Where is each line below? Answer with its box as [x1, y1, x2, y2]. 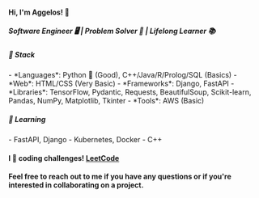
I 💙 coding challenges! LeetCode [8, 153, 120, 162]
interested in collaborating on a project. [8, 180, 144, 190]
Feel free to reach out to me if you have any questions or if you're [8, 171, 232, 182]
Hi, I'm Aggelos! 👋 [8, 7, 70, 17]
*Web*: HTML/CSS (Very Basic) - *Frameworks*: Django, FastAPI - [8, 78, 235, 88]
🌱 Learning [8, 114, 46, 124]
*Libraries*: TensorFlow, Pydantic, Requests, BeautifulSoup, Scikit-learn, [8, 86, 252, 97]
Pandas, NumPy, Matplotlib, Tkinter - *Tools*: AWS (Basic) [8, 95, 205, 105]
